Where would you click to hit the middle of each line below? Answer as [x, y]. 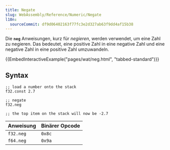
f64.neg [17, 141]
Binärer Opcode [61, 126]
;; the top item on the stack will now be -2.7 [57, 114]
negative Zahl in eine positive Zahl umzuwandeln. [57, 49]
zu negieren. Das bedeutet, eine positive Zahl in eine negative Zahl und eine [85, 44]
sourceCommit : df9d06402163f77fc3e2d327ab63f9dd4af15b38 [72, 24]
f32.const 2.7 [20, 92]
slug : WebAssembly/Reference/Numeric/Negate [53, 15]
